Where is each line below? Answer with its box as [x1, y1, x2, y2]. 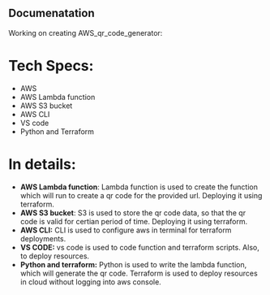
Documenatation [8, 7, 95, 20]
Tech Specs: [8, 57, 94, 75]
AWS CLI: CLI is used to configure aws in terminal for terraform [19, 225, 232, 235]
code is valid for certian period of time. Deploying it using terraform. [19, 216, 248, 226]
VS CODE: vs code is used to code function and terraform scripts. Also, [19, 242, 259, 252]
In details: [8, 154, 77, 173]
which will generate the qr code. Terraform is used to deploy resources [19, 268, 258, 278]
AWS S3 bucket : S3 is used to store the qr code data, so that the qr [19, 207, 246, 218]
